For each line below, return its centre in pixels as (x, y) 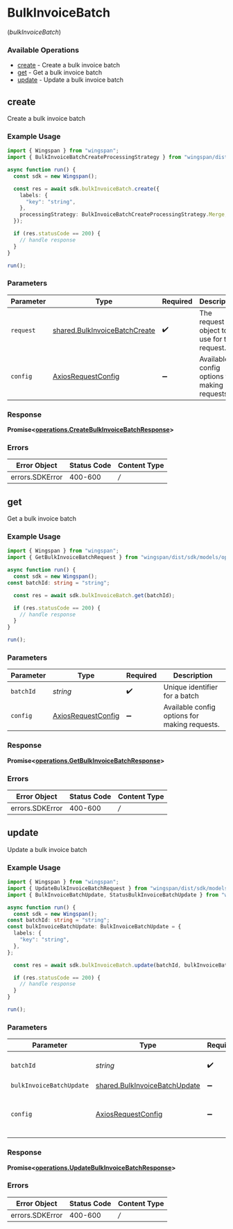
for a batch (181, 696)
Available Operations (43, 50)
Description (193, 676)
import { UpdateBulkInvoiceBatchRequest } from (77, 888)
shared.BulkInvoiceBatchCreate (104, 330)
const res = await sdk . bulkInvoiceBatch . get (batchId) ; (94, 595)
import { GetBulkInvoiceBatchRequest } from (72, 558)
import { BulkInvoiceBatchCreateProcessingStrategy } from (94, 158)
